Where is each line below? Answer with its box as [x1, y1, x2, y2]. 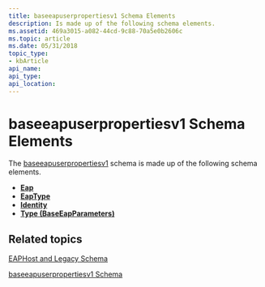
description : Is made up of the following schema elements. [8, 19, 216, 28]
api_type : [8, 72, 42, 80]
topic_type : [8, 49, 49, 58]
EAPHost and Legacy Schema [8, 254, 108, 263]
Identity [19, 200, 48, 210]
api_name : [8, 65, 42, 73]
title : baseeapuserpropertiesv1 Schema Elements [8, 11, 176, 20]
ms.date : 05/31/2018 [8, 42, 79, 50]
